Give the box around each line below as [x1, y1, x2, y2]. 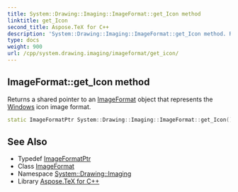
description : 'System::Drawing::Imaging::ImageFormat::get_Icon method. [7, 30, 227, 38]
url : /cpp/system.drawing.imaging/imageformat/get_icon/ [7, 50, 179, 57]
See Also [7, 135, 47, 147]
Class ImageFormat [17, 162, 74, 171]
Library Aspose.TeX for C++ [17, 177, 100, 186]
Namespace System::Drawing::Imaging [17, 169, 132, 178]
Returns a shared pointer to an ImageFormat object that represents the [7, 95, 213, 103]
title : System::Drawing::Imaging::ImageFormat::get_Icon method [7, 10, 201, 18]
